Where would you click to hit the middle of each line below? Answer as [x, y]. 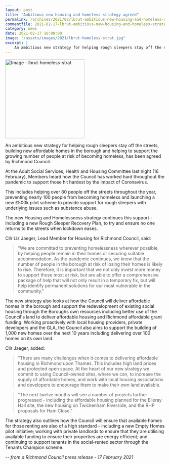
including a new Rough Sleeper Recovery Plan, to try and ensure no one [80, 223]
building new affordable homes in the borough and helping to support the [81, 151]
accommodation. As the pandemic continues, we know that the [83, 259]
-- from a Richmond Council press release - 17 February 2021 [69, 457]
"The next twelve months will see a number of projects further [82, 394]
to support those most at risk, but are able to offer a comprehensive [88, 275]
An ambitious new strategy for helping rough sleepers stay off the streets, [82, 145]
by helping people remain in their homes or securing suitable [81, 253]
